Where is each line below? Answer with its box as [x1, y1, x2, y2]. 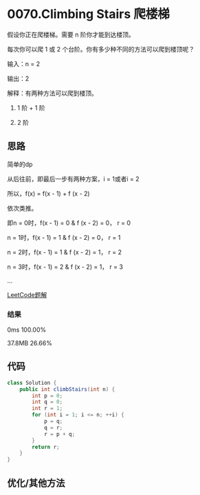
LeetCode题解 [7, 290, 47, 299]
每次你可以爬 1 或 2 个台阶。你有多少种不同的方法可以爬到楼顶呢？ [7, 45, 195, 53]
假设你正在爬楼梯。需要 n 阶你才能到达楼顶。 [7, 30, 135, 39]
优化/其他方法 [7, 477, 65, 489]
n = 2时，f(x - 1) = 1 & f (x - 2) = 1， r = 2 [7, 247, 122, 256]
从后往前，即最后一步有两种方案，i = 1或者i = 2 [7, 174, 140, 183]
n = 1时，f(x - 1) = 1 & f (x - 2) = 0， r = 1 [7, 233, 121, 241]
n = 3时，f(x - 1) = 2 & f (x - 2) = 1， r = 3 [7, 263, 124, 271]
